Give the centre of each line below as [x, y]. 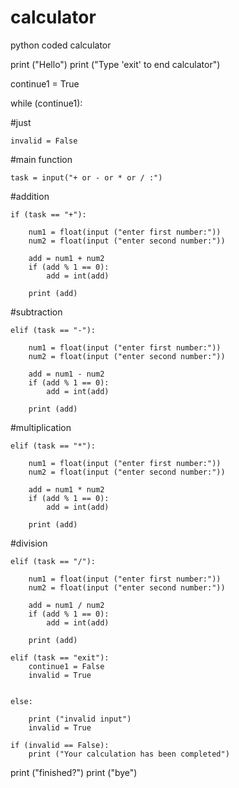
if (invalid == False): [60, 745]
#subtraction [36, 312]
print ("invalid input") [80, 719]
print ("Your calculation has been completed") [129, 754]
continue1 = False [66, 666]
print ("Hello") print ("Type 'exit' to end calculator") [115, 64]
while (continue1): [46, 103]
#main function [41, 159]
